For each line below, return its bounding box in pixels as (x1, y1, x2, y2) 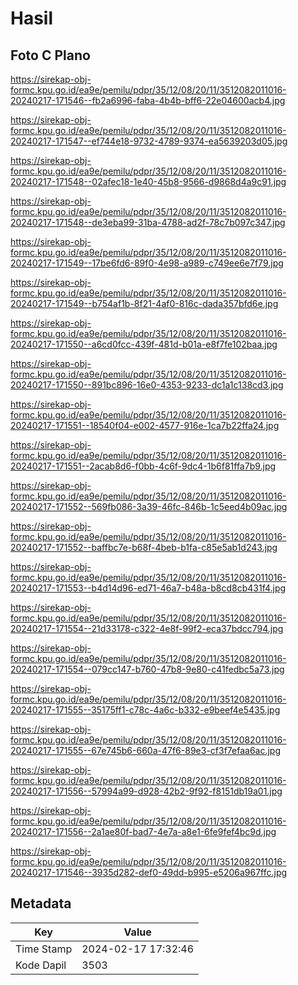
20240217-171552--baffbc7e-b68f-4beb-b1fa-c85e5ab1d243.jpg (10, 542, 278, 553)
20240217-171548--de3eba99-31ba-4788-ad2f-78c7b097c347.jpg (10, 217, 286, 228)
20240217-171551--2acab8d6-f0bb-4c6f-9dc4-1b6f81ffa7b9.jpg (10, 460, 277, 472)
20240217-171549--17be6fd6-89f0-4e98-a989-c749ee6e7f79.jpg (10, 257, 284, 269)
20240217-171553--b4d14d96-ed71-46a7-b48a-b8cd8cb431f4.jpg (10, 582, 287, 594)
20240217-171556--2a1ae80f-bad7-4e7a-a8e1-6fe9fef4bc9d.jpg (10, 826, 277, 837)
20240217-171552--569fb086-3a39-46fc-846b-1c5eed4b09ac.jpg (10, 501, 288, 512)
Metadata (10, 895, 72, 912)
